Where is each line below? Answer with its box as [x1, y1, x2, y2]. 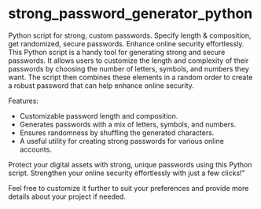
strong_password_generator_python [8, 5, 253, 23]
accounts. [19, 145, 53, 154]
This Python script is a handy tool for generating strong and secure [8, 47, 226, 57]
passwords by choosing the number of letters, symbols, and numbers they [8, 64, 249, 73]
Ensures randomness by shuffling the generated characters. [19, 127, 215, 137]
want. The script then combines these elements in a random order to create [8, 72, 253, 82]
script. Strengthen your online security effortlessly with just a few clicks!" [8, 168, 245, 178]
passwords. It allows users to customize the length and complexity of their [8, 56, 249, 65]
